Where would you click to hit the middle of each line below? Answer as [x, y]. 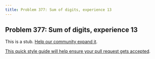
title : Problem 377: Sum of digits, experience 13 [58, 10]
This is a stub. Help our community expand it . [52, 42]
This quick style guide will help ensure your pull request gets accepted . [78, 51]
